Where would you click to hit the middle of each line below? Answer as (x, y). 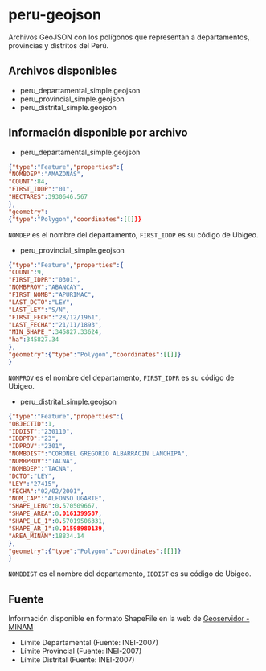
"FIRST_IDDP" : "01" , (41, 189)
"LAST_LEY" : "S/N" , (39, 310)
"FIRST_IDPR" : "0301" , (45, 280)
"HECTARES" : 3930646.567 (48, 197)
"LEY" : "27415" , (34, 484)
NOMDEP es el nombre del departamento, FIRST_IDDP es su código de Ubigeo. (133, 234)
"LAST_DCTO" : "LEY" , (41, 302)
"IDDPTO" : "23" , (34, 439)
